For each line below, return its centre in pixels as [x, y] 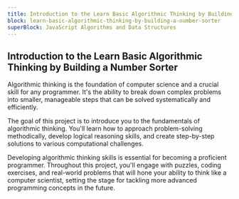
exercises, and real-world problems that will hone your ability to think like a [117, 173]
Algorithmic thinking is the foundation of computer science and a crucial [113, 85]
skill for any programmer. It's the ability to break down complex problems [115, 92]
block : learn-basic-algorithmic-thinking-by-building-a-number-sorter [114, 21]
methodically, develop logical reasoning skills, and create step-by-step [111, 136]
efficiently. [23, 107]
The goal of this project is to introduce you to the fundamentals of [104, 121]
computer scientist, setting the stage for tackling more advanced [102, 180]
